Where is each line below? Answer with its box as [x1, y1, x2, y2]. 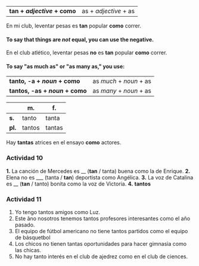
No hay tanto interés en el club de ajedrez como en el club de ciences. [14, 253, 188, 260]
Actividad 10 [6, 154, 43, 162]
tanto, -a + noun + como [9, 77, 80, 85]
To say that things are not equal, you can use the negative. [6, 36, 154, 43]
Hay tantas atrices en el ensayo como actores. [6, 139, 122, 146]
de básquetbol [14, 234, 51, 241]
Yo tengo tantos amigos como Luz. [14, 209, 101, 215]
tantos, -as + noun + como [9, 86, 88, 95]
